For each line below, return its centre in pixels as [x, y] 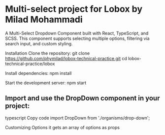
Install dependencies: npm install [38, 73]
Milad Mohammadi [44, 19]
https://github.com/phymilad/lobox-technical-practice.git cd [66, 58]
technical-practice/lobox [30, 64]
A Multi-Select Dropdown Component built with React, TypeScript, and [77, 33]
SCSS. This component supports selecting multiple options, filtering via [77, 38]
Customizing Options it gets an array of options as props [62, 127]
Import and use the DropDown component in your [82, 98]
